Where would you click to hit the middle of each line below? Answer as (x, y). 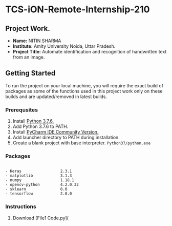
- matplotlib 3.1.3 (39, 176)
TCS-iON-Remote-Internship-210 (78, 10)
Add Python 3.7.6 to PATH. (40, 126)
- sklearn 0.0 (36, 189)
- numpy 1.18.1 (40, 180)
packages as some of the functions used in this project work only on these (84, 91)
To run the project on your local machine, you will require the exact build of (84, 85)
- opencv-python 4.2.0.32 (42, 185)
